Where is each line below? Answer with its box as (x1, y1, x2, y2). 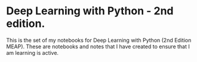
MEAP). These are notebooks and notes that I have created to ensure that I (6, 43, 190, 50)
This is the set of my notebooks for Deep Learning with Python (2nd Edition (6, 36, 192, 44)
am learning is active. (6, 49, 59, 56)
